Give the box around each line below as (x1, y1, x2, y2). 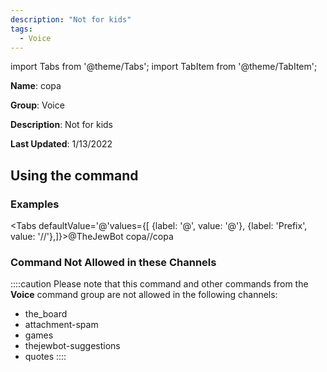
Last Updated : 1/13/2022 (10, 138, 113, 150)
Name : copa (10, 80, 62, 92)
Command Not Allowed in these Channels (10, 255, 217, 269)
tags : (10, 24, 33, 34)
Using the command (10, 167, 139, 184)
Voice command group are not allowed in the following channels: (10, 289, 278, 301)
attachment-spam (24, 319, 99, 331)
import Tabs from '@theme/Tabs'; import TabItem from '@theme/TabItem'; (10, 61, 318, 73)
